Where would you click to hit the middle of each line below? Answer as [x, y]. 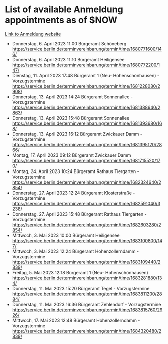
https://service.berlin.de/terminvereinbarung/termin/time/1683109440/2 [86, 262]
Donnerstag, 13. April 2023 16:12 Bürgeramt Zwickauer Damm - [77, 134]
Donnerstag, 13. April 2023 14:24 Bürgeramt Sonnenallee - [73, 97]
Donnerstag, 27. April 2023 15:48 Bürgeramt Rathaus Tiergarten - [80, 214]
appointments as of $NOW [61, 20]
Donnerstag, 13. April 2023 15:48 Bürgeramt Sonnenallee [71, 118]
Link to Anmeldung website [33, 34]
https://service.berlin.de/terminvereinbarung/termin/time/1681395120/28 [87, 144]
